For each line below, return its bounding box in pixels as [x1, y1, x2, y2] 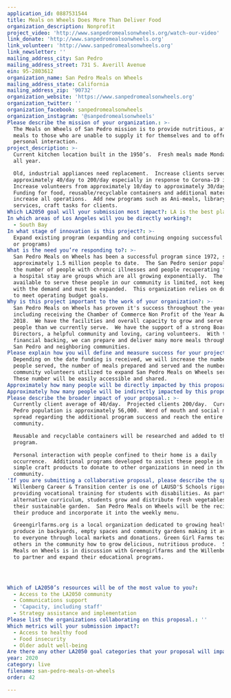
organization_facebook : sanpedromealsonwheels [7, 106, 143, 113]
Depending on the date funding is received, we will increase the [13, 356, 208, 363]
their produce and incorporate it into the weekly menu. [13, 509, 180, 516]
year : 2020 [7, 655, 38, 662]
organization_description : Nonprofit [7, 23, 115, 30]
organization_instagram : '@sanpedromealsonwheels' [7, 112, 155, 119]
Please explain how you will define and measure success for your [7, 350, 201, 357]
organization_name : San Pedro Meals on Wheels [7, 74, 143, 81]
